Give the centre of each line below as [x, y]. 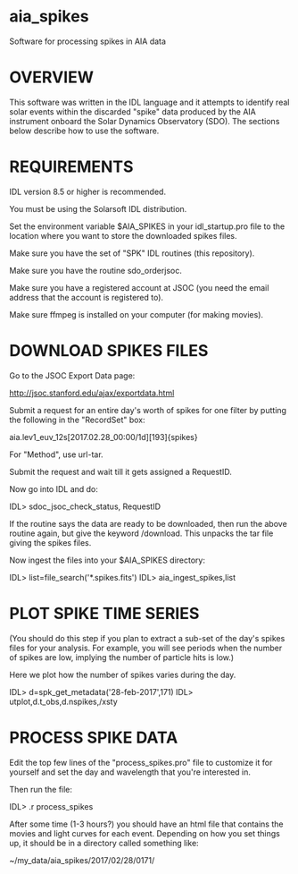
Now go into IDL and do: [54, 488]
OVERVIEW [52, 77]
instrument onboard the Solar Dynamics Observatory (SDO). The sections [145, 121]
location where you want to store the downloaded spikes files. [124, 235]
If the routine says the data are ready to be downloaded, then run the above [148, 523]
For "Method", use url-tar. [57, 454]
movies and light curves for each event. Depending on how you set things [145, 833]
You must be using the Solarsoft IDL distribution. [98, 208]
